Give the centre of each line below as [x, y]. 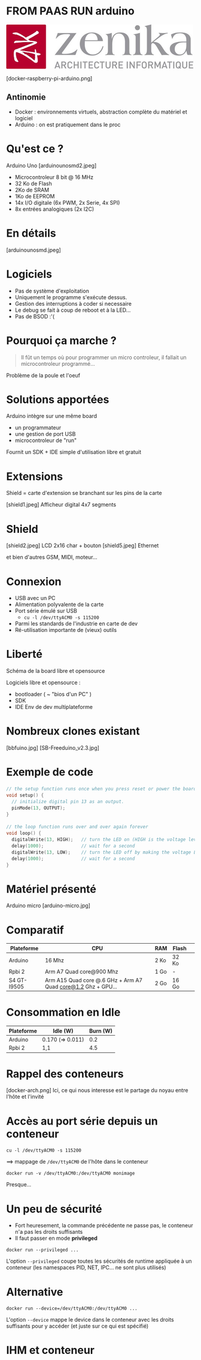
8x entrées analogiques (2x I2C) [54, 209]
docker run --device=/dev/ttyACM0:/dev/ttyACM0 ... [72, 1309]
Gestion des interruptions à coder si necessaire [73, 303]
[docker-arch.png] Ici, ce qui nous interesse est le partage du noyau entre [97, 1090]
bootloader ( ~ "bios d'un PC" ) [53, 694]
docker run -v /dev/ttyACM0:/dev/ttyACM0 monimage [71, 1173]
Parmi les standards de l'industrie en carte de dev [76, 624]
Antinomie [26, 97]
